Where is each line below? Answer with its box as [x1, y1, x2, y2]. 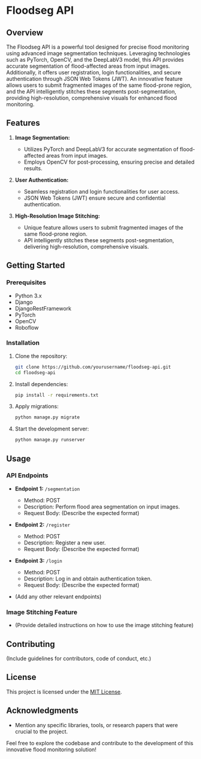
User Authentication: [14, 176, 69, 183]
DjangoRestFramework [14, 305, 72, 312]
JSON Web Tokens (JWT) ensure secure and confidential [23, 194, 166, 201]
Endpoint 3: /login [14, 557, 62, 564]
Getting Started [6, 260, 65, 270]
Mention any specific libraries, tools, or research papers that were [14, 721, 178, 728]
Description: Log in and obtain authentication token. [23, 575, 152, 582]
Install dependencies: [14, 380, 68, 387]
